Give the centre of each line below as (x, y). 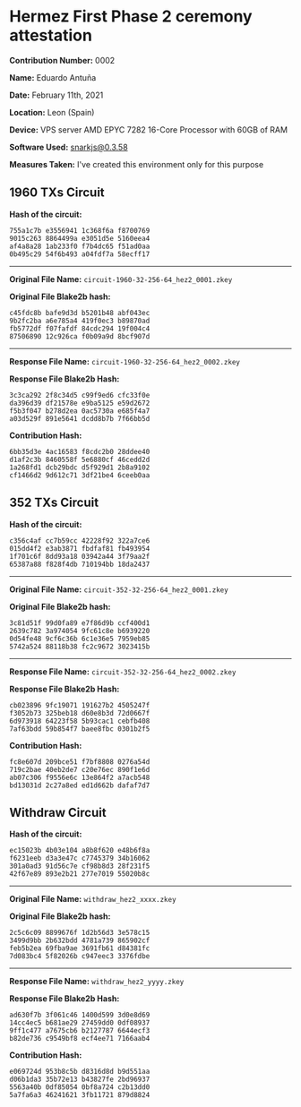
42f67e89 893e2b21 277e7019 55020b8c (80, 874)
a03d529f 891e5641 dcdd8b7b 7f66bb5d (80, 418)
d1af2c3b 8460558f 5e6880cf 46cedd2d (80, 459)
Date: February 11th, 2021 (56, 95)
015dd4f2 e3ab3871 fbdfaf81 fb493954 (80, 548)
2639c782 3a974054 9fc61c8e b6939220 (80, 631)
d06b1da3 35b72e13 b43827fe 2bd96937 (80, 1080)
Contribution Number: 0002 (62, 60)
